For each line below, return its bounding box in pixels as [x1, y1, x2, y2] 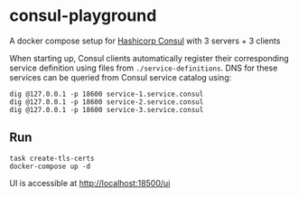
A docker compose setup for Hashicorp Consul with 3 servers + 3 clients [9, 35, 281, 46]
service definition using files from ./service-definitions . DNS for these [9, 62, 278, 73]
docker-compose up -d [9, 162, 91, 171]
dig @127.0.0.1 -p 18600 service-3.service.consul [9, 105, 204, 114]
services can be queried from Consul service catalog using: [9, 71, 232, 82]
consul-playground [9, 5, 157, 26]
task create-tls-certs [9, 154, 95, 163]
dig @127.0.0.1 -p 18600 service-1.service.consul [9, 89, 204, 98]
